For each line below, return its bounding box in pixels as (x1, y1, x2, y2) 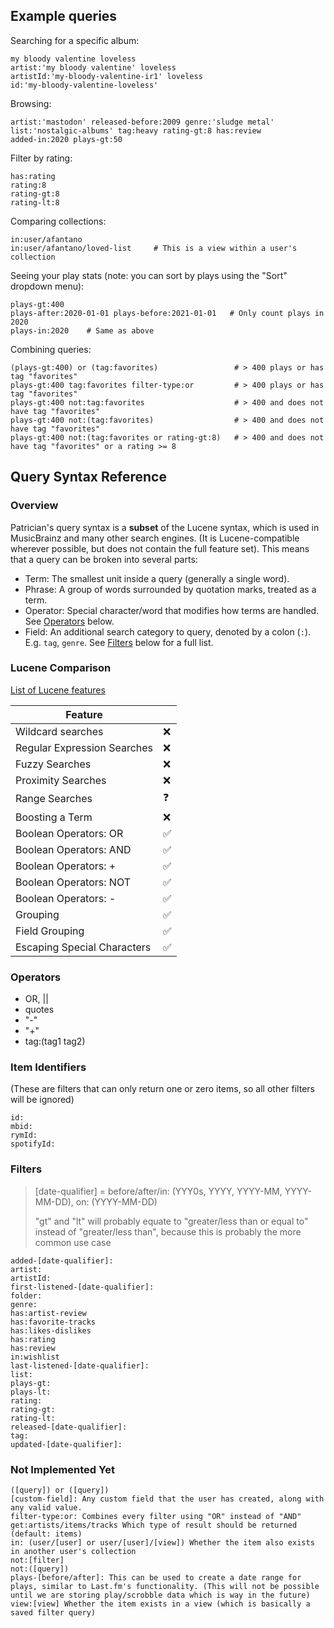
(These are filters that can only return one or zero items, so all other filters (10, 1083, 315, 1095)
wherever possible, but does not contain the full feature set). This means (10, 542, 310, 554)
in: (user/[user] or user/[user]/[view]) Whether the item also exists (10, 1537, 315, 1548)
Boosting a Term (15, 810, 93, 824)
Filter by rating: (10, 152, 73, 164)
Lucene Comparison (10, 661, 112, 675)
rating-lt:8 (10, 197, 60, 208)
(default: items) (10, 1529, 83, 1539)
